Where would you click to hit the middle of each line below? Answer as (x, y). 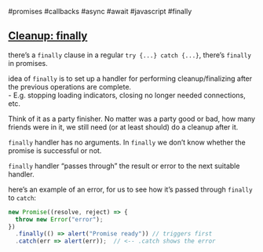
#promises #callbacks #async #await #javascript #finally (100, 11)
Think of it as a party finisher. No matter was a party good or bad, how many (132, 119)
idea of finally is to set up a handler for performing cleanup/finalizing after (130, 79)
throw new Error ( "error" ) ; (59, 219)
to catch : (22, 197)
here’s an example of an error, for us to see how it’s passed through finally (130, 189)
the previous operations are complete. (70, 86)
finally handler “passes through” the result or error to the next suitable (124, 166)
